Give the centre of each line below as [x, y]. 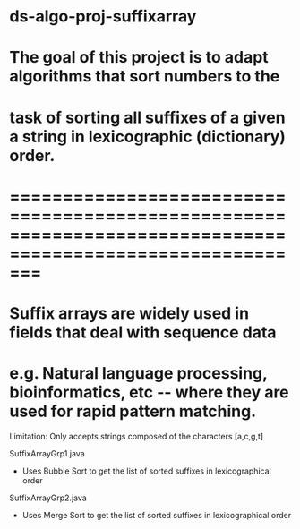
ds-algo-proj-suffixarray [103, 17]
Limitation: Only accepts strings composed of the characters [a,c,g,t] [137, 436]
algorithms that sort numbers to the [145, 77]
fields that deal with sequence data [143, 332]
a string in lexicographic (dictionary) [148, 137]
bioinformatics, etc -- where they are [149, 392]
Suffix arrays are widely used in [129, 313]
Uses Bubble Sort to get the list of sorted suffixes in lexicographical [146, 471]
